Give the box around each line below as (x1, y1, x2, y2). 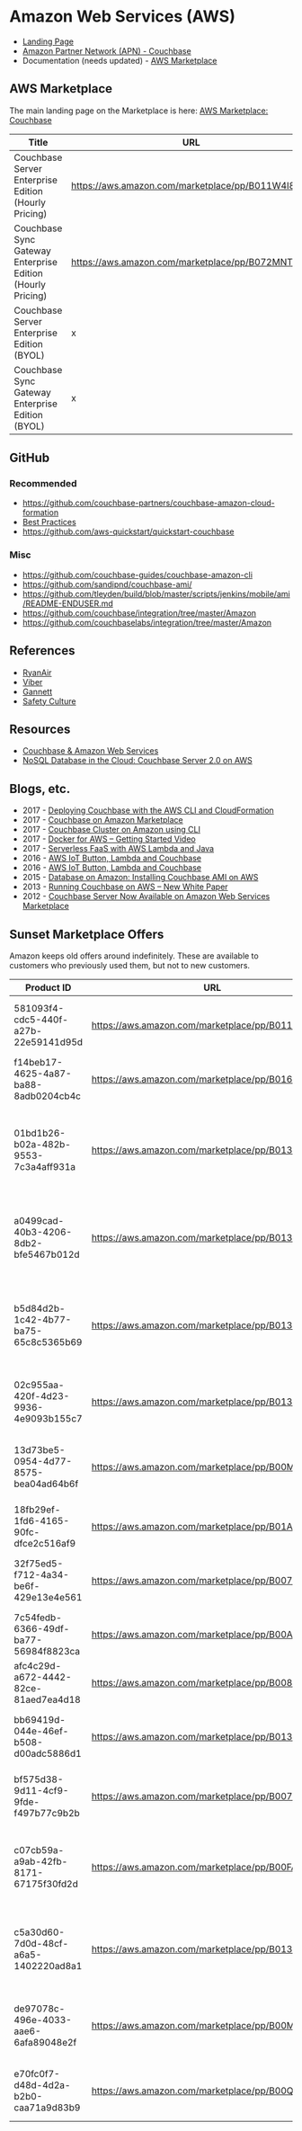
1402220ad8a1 (13, 1959, 83, 1972)
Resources (9, 721, 71, 736)
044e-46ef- (13, 1725, 69, 1737)
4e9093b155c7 (13, 1412, 83, 1424)
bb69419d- (13, 1713, 66, 1725)
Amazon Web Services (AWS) (9, 6, 235, 27)
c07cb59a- (13, 1843, 65, 1856)
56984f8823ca (13, 1645, 81, 1657)
